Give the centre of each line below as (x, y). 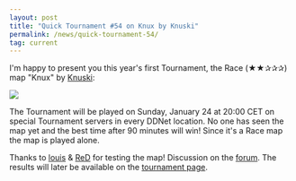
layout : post (34, 17)
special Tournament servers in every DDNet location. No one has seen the (147, 121)
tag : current (34, 43)
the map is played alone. (55, 141)
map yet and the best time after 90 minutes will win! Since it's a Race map (146, 131)
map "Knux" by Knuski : (52, 78)
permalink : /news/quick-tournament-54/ (84, 34)
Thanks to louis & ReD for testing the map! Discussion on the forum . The (143, 158)
